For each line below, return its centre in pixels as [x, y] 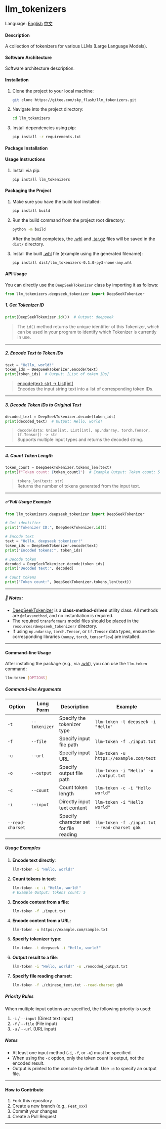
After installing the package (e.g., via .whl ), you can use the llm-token [76, 664]
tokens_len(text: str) [41, 481]
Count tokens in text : [34, 879]
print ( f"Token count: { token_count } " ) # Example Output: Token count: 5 [83, 472]
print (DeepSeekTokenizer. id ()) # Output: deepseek [59, 317]
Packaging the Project [28, 191]
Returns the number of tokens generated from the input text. [79, 486]
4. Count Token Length [29, 455]
